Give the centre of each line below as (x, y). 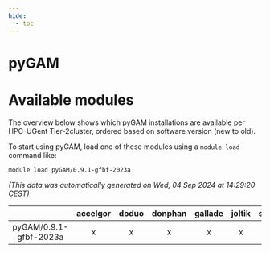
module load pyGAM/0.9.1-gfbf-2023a (70, 170)
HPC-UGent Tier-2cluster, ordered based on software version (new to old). (132, 131)
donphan (169, 213)
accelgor (93, 213)
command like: (33, 155)
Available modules (71, 100)
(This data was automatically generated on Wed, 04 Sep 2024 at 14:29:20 (132, 185)
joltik (241, 213)
